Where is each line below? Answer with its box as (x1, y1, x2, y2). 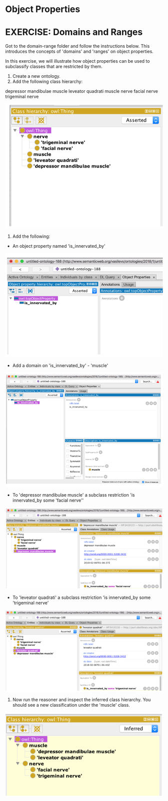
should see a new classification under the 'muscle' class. (12, 702, 130, 708)
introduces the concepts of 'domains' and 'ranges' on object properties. (5, 49, 153, 55)
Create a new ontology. (12, 73, 61, 79)
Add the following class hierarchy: (12, 79, 83, 85)
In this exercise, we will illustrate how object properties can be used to (5, 58, 150, 64)
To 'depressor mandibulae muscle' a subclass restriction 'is (12, 492, 135, 498)
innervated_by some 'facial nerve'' (12, 497, 84, 503)
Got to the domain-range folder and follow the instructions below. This (5, 43, 150, 49)
